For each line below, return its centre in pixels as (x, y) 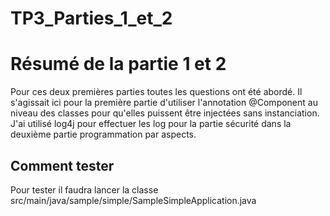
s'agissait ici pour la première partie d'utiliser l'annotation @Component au (164, 103)
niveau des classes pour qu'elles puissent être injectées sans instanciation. (165, 113)
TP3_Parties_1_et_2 (91, 18)
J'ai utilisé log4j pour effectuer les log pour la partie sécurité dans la (151, 124)
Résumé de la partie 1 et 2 (118, 64)
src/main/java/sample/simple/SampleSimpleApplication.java (133, 200)
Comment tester (62, 165)
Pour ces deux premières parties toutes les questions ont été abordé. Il (156, 92)
